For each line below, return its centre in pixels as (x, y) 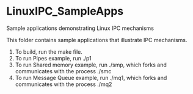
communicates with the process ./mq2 (64, 84)
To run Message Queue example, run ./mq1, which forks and (91, 78)
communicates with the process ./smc (63, 71)
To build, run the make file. (49, 52)
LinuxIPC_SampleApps (65, 11)
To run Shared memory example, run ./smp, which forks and (91, 65)
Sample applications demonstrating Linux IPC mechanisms (80, 28)
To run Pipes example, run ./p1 (53, 58)
